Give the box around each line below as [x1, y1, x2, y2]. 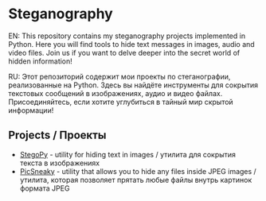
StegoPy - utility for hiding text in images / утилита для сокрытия [19, 149, 237, 159]
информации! [8, 105, 54, 115]
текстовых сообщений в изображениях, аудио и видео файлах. [8, 88, 223, 98]
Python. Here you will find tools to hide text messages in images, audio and [8, 39, 255, 48]
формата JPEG [19, 184, 70, 193]
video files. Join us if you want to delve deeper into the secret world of [8, 48, 241, 57]
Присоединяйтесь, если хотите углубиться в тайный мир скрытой [8, 97, 233, 106]
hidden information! [8, 56, 73, 66]
